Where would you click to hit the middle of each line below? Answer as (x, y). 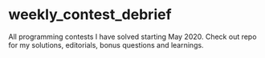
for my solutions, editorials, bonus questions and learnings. (106, 44)
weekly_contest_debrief (90, 15)
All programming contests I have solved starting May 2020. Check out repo (132, 37)
